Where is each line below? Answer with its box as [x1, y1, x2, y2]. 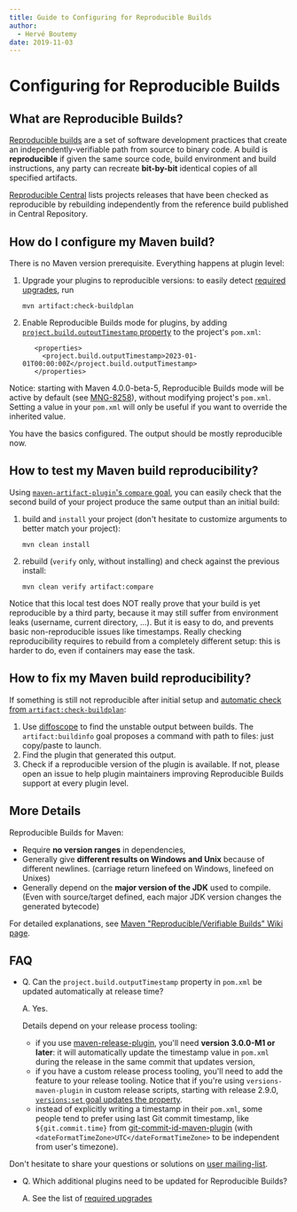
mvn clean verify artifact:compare [21, 582, 154, 591]
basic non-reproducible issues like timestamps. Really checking [9, 626, 242, 637]
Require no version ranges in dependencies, [21, 844, 186, 855]
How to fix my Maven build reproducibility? [9, 671, 252, 686]
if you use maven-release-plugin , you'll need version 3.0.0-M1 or [35, 1038, 276, 1049]
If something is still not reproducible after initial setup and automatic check [9, 694, 282, 705]
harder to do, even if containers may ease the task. [9, 645, 195, 655]
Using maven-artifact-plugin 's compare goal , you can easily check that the [9, 487, 282, 497]
